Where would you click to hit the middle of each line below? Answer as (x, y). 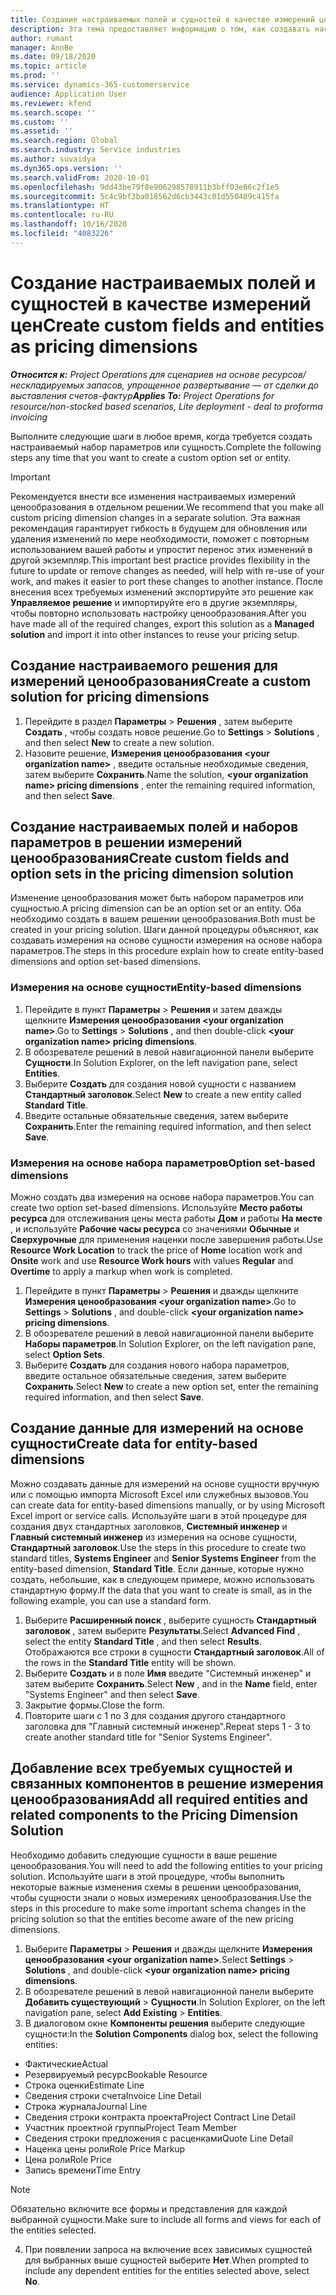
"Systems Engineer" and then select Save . (112, 1694)
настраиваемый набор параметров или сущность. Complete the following (166, 447)
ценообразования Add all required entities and (159, 1799)
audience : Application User (69, 94)
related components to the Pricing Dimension (154, 1815)
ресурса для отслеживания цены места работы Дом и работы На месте (166, 1218)
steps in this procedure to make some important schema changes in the (158, 1908)
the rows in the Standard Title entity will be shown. (130, 1662)
